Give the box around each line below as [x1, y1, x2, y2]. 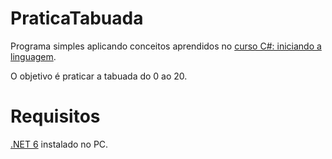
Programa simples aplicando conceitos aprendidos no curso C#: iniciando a [10, 40, 322, 52]
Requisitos [10, 105, 101, 128]
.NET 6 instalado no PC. [10, 138, 109, 150]
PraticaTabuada [10, 7, 144, 30]
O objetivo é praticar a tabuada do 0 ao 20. [10, 70, 188, 82]
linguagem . [10, 50, 57, 62]
